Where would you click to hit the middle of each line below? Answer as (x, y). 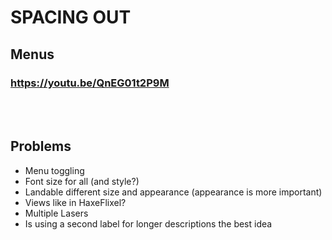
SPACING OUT (71, 17)
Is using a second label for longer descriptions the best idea (148, 223)
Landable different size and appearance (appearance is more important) (173, 192)
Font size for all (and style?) (82, 181)
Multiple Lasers (56, 213)
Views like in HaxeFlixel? (75, 202)
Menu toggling (54, 170)
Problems (41, 146)
